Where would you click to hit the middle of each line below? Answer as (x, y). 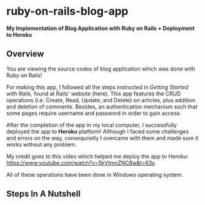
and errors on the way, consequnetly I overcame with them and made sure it (102, 138)
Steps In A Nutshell (43, 194)
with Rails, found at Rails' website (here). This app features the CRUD (94, 94)
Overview (25, 54)
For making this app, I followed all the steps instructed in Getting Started (97, 87)
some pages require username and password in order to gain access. (94, 113)
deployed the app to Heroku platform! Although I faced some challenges (98, 131)
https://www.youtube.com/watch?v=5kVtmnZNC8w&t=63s (80, 163)
